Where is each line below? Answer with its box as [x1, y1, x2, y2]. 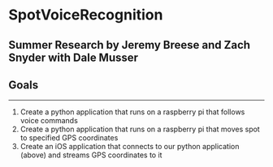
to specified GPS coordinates [19, 133, 119, 143]
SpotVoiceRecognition [8, 6, 163, 24]
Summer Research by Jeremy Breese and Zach [8, 38, 250, 52]
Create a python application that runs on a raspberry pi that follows [19, 107, 245, 117]
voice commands [19, 116, 79, 126]
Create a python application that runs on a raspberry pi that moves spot [19, 124, 260, 135]
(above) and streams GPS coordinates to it [19, 150, 162, 160]
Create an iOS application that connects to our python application [19, 142, 240, 152]
